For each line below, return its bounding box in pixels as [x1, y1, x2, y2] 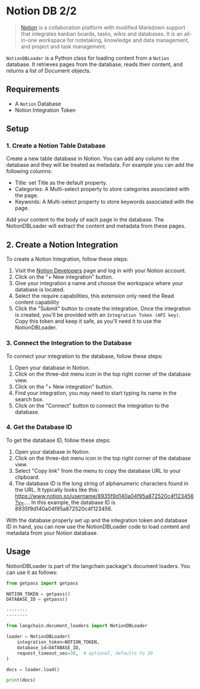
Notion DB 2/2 [6, 4, 77, 18]
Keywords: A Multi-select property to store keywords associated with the [14, 198, 194, 205]
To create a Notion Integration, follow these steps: [6, 255, 129, 263]
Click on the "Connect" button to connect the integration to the [14, 402, 170, 409]
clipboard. [14, 473, 40, 481]
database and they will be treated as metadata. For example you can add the [6, 161, 194, 169]
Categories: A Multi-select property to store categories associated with [14, 186, 189, 193]
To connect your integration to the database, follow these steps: [6, 353, 163, 360]
